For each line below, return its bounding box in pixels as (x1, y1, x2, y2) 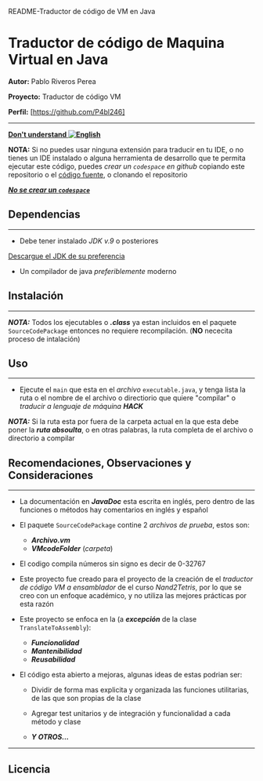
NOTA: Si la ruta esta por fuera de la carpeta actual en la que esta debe (8, 417, 239, 426)
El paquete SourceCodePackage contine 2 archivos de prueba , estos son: (19, 520, 250, 530)
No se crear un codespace (8, 184, 90, 195)
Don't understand (8, 130, 67, 139)
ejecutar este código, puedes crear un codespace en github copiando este (8, 161, 245, 171)
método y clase (31, 717, 81, 727)
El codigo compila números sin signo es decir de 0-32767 (19, 559, 206, 568)
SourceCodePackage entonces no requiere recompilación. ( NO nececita (8, 326, 233, 335)
